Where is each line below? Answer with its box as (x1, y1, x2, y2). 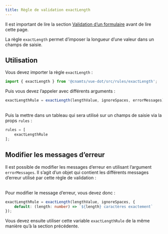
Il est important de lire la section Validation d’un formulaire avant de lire (5, 21, 151, 27)
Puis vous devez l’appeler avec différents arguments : (5, 88, 115, 94)
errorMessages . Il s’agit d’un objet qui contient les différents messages (5, 169, 149, 175)
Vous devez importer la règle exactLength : (5, 69, 93, 75)
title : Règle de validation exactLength (5, 7, 91, 13)
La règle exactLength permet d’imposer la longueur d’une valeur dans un (5, 36, 154, 42)
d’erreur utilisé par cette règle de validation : (5, 174, 96, 181)
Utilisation (5, 56, 38, 65)
